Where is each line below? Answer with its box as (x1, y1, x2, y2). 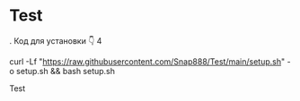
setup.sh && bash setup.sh (16, 65, 115, 76)
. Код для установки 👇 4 (9, 35, 102, 46)
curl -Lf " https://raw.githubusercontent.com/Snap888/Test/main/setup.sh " (9, 55, 286, 67)
